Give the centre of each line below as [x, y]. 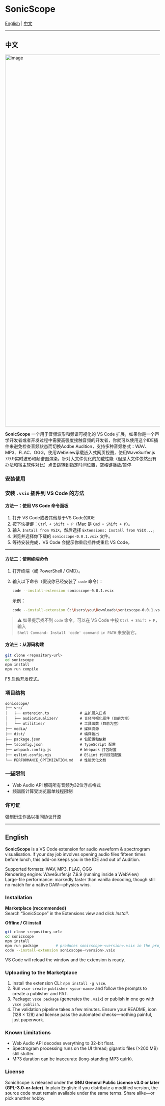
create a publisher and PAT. [40, 994]
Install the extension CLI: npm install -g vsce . [59, 983]
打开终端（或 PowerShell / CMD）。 [47, 571]
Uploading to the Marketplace [41, 972]
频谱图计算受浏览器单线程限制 [42, 791]
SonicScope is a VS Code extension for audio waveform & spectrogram [78, 849]
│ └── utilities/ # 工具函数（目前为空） [63, 724]
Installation [19, 898]
